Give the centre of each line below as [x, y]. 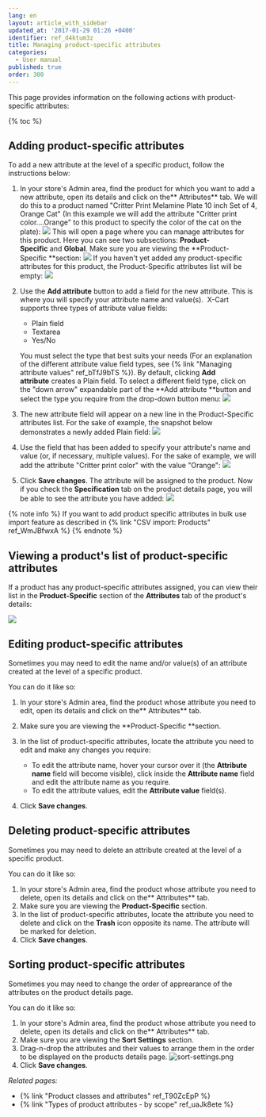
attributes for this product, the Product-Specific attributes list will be [131, 267]
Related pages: [33, 1081]
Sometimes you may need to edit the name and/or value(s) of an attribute [128, 663]
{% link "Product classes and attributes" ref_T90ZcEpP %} [115, 1096]
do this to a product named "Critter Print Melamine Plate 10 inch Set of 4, [138, 205]
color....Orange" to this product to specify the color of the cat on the [130, 222]
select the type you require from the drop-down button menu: [120, 399]
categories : [28, 52]
